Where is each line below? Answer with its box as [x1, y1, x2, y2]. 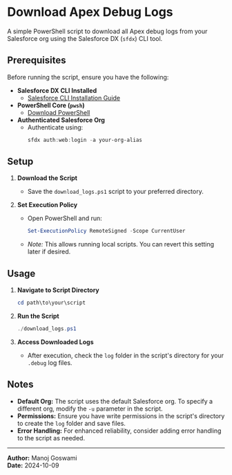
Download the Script [17, 174, 78, 182]
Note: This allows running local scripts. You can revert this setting [27, 240, 215, 249]
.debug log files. [27, 358, 72, 367]
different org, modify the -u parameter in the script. [17, 404, 164, 413]
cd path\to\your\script [17, 299, 86, 307]
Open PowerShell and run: [27, 214, 102, 222]
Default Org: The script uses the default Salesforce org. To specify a [17, 397, 213, 405]
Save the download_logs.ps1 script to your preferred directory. [27, 188, 204, 196]
